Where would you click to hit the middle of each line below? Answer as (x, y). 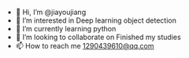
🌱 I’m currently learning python (66, 29)
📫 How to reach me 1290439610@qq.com (85, 46)
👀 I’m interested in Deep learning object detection (96, 20)
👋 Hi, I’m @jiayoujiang (51, 12)
